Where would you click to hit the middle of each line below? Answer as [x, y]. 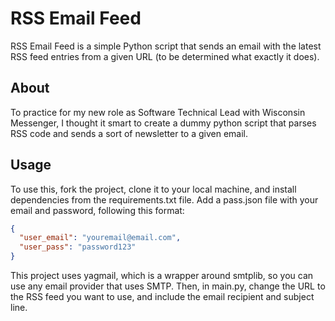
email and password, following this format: [97, 210]
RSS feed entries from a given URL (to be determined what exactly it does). [165, 56]
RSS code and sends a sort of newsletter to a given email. [129, 133]
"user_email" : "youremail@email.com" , [100, 238]
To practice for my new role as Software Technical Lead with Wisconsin [158, 112]
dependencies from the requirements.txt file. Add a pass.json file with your [164, 199]
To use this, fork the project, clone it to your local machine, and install [153, 189]
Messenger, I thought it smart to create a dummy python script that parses [163, 123]
